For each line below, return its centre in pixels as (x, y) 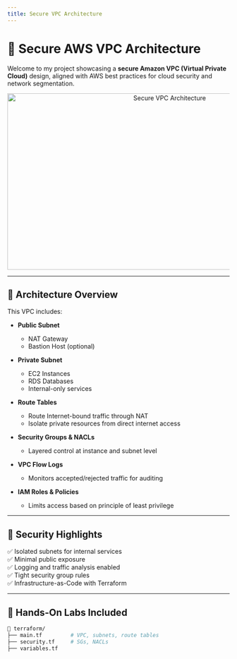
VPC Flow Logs (40, 465)
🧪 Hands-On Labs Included (67, 612)
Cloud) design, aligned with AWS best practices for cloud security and (110, 75)
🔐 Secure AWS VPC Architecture (104, 48)
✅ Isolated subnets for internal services (65, 552)
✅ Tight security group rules (49, 575)
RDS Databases (51, 381)
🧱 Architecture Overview (63, 295)
